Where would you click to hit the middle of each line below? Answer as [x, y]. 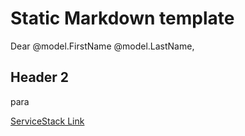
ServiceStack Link [47, 121]
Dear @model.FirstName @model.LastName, [102, 46]
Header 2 [40, 77]
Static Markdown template [122, 18]
